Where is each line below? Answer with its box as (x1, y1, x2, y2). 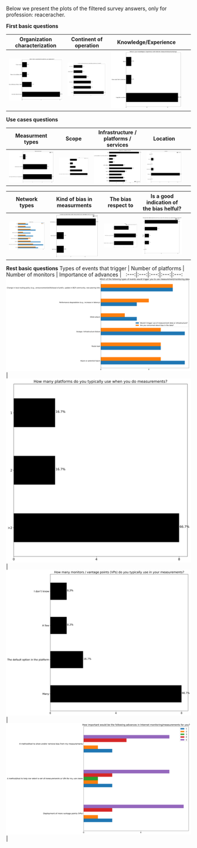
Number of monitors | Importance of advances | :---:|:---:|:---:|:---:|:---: (6, 271, 183, 278)
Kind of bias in (56, 196, 93, 203)
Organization (19, 35, 52, 43)
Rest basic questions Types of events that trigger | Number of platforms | (6, 265, 185, 272)
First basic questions (6, 23, 59, 29)
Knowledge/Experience (117, 39, 176, 46)
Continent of (71, 35, 103, 43)
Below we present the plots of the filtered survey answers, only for (6, 5, 167, 12)
